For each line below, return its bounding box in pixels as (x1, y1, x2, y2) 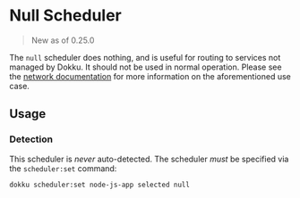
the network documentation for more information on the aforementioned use (9, 70, 291, 81)
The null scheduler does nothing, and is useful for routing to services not (9, 52, 281, 62)
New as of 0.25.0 (30, 35, 95, 45)
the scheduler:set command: (9, 162, 117, 174)
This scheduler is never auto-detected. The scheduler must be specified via (9, 153, 289, 164)
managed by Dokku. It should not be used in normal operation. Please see (9, 62, 282, 72)
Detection (9, 133, 54, 145)
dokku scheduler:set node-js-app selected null (9, 180, 191, 189)
